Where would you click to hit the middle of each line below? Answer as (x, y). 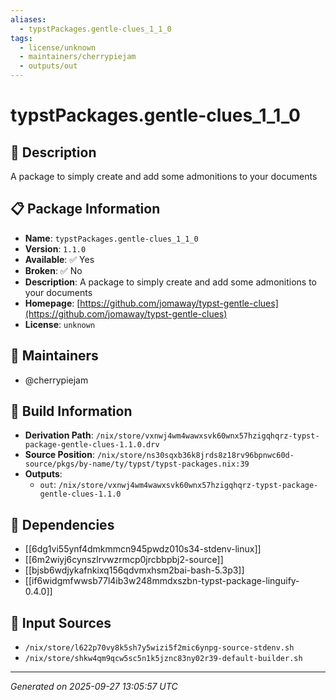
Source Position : (59, 455)
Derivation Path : (59, 435)
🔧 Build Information (71, 411)
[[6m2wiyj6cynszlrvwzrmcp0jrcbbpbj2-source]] (124, 560)
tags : (21, 38)
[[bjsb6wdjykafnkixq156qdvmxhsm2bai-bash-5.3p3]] (134, 570)
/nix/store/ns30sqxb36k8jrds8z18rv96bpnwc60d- (195, 456)
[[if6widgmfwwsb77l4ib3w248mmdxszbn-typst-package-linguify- (162, 581)
